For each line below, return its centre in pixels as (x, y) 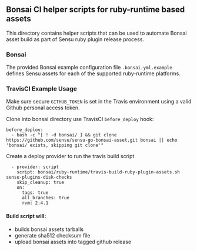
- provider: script (35, 167)
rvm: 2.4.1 (35, 203)
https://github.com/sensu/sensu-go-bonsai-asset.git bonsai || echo (92, 140)
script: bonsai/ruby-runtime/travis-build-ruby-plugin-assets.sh (98, 172)
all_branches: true (45, 198)
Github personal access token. (43, 108)
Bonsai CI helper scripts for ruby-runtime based (96, 10)
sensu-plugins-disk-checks (39, 178)
